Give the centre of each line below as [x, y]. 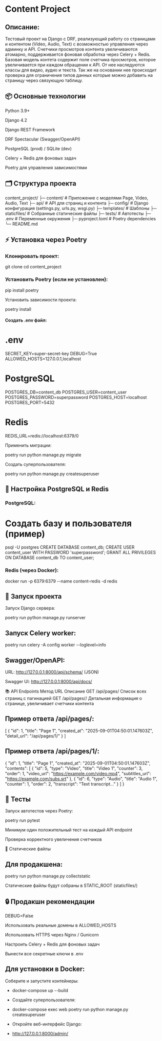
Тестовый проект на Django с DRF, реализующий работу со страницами [80, 39]
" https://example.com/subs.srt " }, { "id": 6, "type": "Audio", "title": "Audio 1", [81, 779]
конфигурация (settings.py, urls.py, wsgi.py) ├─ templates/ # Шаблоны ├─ [81, 208]
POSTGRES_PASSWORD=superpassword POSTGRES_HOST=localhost [76, 397]
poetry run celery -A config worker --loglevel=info [56, 645]
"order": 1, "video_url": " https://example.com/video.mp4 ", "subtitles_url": [78, 773]
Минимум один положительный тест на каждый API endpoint [69, 830]
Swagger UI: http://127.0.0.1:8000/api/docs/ [49, 682]
